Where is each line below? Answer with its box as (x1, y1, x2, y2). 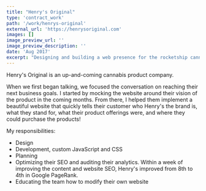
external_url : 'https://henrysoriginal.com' (6, 26, 122, 32)
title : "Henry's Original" (6, 9, 75, 15)
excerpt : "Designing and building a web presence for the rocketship (6, 54, 188, 60)
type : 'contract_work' (6, 15, 64, 21)
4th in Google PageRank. (15, 171, 78, 179)
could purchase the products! (6, 115, 81, 123)
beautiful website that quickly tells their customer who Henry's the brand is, (6, 102, 197, 110)
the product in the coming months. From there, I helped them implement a (6, 96, 193, 103)
